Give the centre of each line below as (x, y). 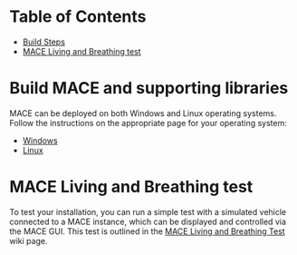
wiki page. (29, 240)
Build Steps (44, 42)
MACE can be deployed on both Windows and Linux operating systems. (143, 113)
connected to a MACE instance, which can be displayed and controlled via (148, 221)
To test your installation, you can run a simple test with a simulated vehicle (148, 211)
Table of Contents (78, 17)
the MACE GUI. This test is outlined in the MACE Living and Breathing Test (147, 231)
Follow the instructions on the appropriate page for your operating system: (148, 123)
